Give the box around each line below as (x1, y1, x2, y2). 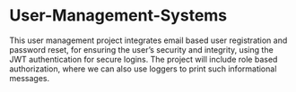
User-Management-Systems (9, 5, 228, 26)
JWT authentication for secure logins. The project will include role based (9, 54, 278, 64)
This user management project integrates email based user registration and (9, 35, 288, 46)
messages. (9, 72, 50, 83)
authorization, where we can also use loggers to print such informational (9, 63, 277, 74)
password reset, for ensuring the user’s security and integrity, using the (9, 44, 274, 54)
